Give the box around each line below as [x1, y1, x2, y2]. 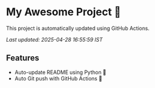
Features [6, 53, 39, 63]
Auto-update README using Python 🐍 [14, 69, 107, 76]
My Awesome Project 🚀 [6, 5, 122, 19]
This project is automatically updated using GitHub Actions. [6, 25, 150, 32]
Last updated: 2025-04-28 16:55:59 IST [6, 36, 103, 43]
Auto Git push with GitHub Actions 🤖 [14, 75, 103, 82]
